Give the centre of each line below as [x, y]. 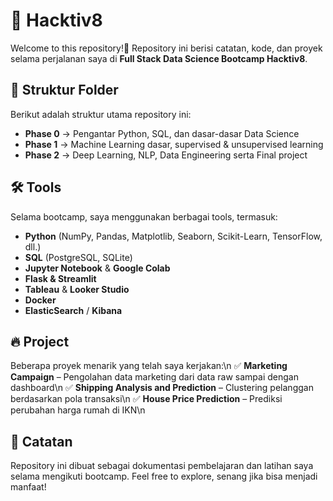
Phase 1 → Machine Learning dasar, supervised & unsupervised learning [174, 144]
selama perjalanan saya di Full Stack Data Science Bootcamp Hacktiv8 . [159, 58]
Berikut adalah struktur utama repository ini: [101, 114]
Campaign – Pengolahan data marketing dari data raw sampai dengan [154, 377]
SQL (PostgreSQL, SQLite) [78, 257]
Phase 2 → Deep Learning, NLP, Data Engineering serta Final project [166, 155]
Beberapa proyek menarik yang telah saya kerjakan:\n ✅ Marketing [149, 366]
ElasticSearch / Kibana [73, 310]
